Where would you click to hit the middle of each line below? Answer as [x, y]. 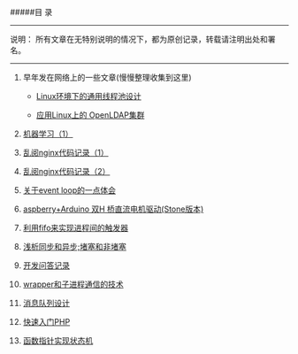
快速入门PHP [46, 322]
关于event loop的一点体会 [69, 190]
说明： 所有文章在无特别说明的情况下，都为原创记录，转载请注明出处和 [139, 39]
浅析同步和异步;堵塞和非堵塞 [75, 246]
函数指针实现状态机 [58, 341]
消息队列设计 [46, 303]
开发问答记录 [46, 265]
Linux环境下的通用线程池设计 [89, 96]
